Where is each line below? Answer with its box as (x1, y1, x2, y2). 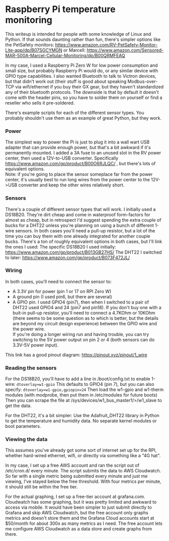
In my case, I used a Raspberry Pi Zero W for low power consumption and (5, 62, 158, 68)
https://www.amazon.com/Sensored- (87, 47, 164, 53)
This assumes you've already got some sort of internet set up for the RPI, (5, 447, 157, 453)
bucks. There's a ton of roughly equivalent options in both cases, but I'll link (5, 238, 162, 244)
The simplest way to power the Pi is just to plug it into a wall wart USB (5, 139, 150, 145)
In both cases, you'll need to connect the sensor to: (5, 278, 112, 284)
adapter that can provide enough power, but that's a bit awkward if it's (5, 144, 151, 151)
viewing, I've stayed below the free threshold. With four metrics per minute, (5, 478, 162, 484)
